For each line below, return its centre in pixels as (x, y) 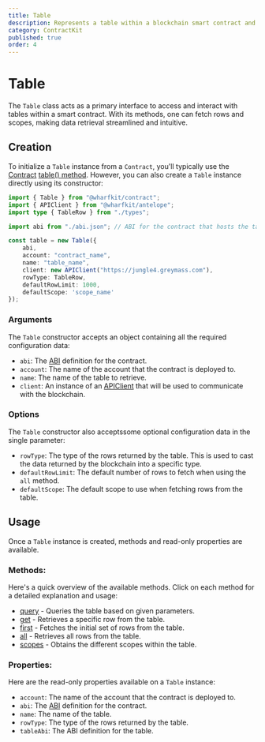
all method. (39, 480)
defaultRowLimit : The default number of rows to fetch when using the (133, 472)
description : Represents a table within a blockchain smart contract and (132, 23)
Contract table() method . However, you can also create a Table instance (125, 174)
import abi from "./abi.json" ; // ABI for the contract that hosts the (128, 227)
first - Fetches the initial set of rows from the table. (102, 628)
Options (24, 414)
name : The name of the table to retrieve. (83, 377)
